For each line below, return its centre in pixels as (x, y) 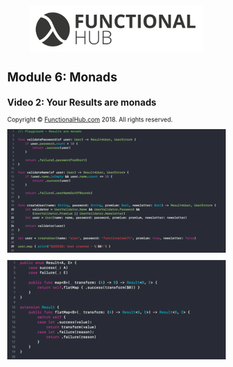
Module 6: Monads (62, 77)
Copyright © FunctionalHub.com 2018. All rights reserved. (90, 119)
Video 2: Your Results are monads (82, 103)
